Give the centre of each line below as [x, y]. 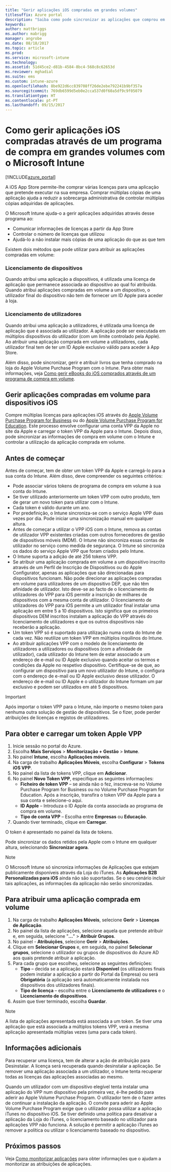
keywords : [16, 24]
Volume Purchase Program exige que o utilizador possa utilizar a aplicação [83, 1108]
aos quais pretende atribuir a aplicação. [54, 958]
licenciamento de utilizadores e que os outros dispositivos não [78, 622]
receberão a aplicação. [37, 627]
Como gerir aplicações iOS [63, 130]
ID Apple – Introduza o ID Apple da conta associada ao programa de [92, 806]
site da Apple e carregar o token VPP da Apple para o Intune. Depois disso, [84, 431]
